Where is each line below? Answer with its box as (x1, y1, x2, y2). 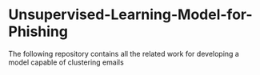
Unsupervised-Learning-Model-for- (8, 6, 254, 24)
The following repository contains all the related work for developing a (8, 49, 240, 58)
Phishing (8, 22, 68, 41)
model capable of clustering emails (8, 57, 124, 67)
